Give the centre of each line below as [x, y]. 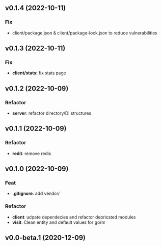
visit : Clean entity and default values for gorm [59, 222]
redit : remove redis [32, 153]
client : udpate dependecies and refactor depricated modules [74, 217]
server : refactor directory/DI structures [52, 113]
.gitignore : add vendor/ [36, 193]
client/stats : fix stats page [39, 73]
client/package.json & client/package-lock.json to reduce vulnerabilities [85, 33]
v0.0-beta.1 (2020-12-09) [45, 238]
